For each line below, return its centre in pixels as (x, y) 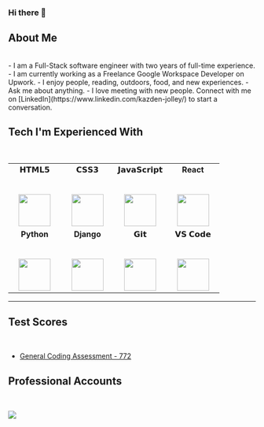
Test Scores (38, 322)
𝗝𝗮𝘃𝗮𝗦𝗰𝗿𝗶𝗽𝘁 (140, 169)
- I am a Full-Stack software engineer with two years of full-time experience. (132, 65)
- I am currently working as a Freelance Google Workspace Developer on (126, 73)
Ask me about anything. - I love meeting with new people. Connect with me (130, 91)
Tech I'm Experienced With (76, 132)
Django (87, 234)
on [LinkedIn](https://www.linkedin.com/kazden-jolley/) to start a (113, 98)
